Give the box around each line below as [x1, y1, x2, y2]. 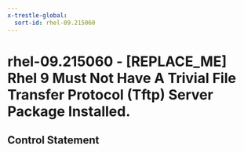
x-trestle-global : [7, 11, 67, 20]
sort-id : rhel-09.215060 [14, 19, 96, 27]
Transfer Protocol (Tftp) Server [7, 85, 213, 103]
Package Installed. [7, 103, 131, 120]
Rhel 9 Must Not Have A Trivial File [7, 69, 237, 87]
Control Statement [7, 134, 100, 147]
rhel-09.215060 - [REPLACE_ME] [7, 52, 227, 71]
